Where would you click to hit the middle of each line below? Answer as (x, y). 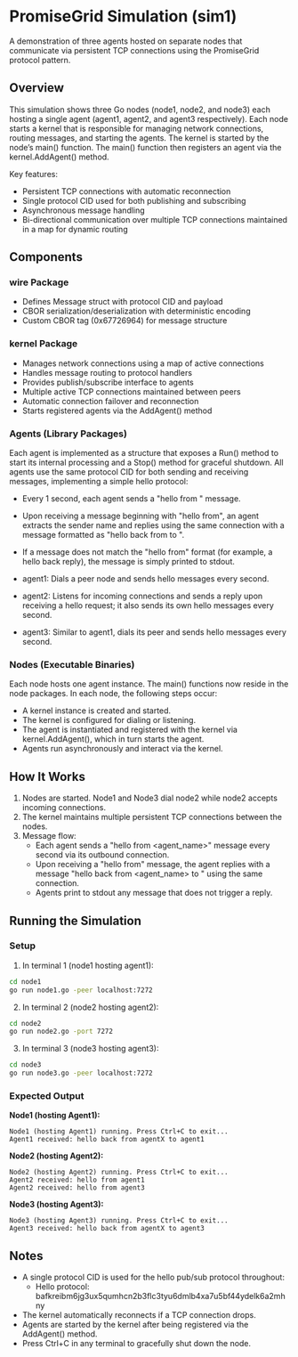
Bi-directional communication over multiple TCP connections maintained (154, 219)
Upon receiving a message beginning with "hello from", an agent (141, 516)
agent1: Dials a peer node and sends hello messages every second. (145, 579)
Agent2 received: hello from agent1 (77, 1180)
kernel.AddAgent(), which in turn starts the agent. (113, 739)
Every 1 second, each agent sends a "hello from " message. (132, 499)
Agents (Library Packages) (68, 434)
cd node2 (25, 1023)
